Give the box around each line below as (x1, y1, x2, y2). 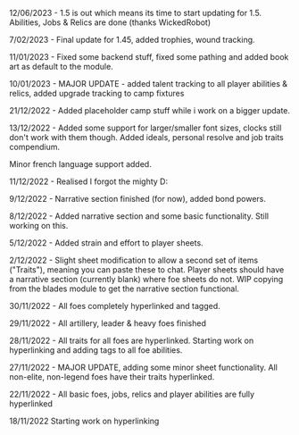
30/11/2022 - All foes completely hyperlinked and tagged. (9, 301, 220, 311)
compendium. (9, 142, 61, 152)
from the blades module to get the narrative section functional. (9, 283, 239, 294)
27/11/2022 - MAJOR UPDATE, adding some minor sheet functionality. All (9, 362, 278, 372)
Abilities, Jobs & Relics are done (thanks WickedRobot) (9, 17, 212, 28)
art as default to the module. (9, 62, 113, 71)
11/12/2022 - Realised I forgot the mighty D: (9, 176, 168, 187)
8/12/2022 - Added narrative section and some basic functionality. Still (9, 211, 270, 222)
